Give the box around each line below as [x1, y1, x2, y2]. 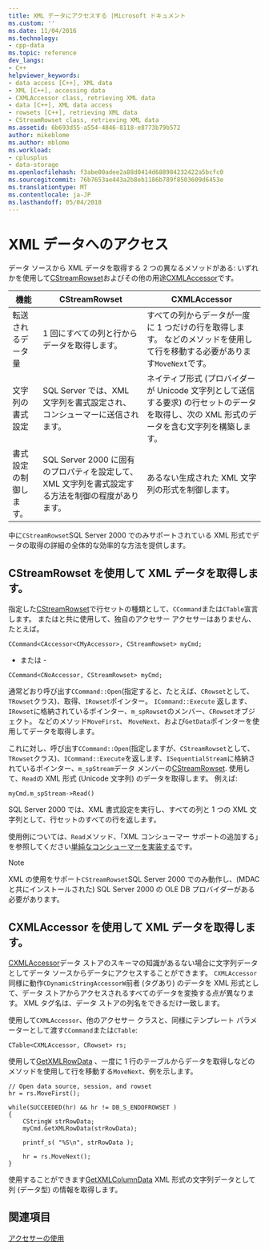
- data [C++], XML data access [8, 101, 113, 109]
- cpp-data [8, 42, 45, 50]
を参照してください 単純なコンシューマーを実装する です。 [8, 842, 197, 851]
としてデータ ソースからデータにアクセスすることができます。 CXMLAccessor [8, 968, 258, 978]
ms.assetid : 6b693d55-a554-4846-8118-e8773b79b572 [8, 124, 181, 132]
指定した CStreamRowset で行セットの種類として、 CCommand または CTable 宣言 [8, 604, 259, 614]
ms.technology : [8, 34, 59, 43]
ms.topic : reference [8, 49, 78, 57]
